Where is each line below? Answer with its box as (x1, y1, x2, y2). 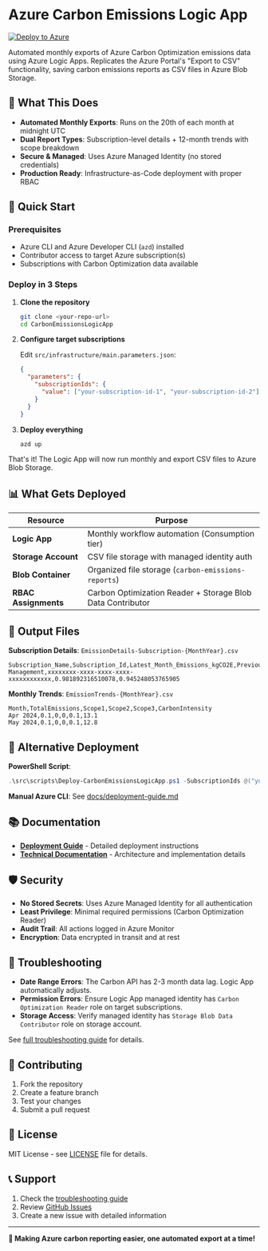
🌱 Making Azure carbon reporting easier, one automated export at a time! (8, 1233, 255, 1243)
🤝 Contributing (8, 1058, 83, 1072)
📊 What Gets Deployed (8, 487, 126, 500)
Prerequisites (8, 224, 61, 235)
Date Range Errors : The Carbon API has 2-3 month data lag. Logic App (19, 977, 254, 986)
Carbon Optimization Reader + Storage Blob (87, 588, 252, 599)
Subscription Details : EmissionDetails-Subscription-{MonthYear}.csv (8, 646, 238, 655)
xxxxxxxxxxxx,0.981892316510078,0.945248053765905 (8, 675, 180, 683)
